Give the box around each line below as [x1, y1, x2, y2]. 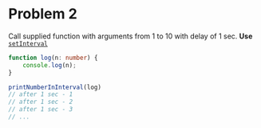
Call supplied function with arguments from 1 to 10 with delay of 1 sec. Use [8, 31, 253, 41]
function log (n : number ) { [8, 54, 98, 62]
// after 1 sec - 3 [8, 106, 73, 114]
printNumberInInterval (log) [8, 83, 102, 91]
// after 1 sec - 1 [8, 90, 73, 98]
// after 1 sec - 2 [8, 98, 73, 106]
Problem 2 [8, 5, 77, 23]
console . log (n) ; [22, 61, 77, 69]
